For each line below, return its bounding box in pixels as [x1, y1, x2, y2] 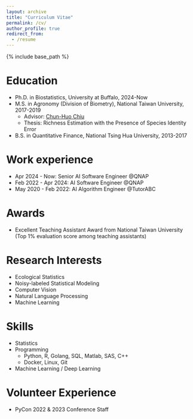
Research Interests [6, 254, 102, 267]
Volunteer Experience [6, 385, 117, 399]
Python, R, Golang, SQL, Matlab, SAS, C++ [23, 352, 128, 359]
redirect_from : [6, 31, 44, 37]
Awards [6, 207, 45, 220]
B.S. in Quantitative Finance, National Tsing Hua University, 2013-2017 [14, 132, 187, 139]
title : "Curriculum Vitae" [6, 14, 73, 20]
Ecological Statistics [14, 273, 65, 280]
